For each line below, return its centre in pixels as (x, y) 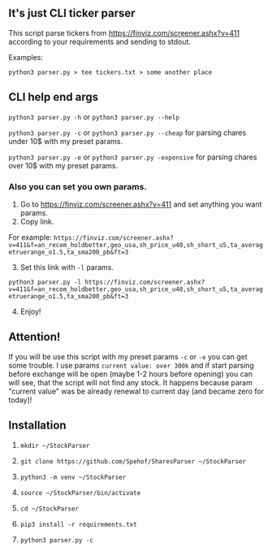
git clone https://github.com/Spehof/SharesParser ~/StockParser (133, 461)
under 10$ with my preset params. (66, 141)
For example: (30, 237)
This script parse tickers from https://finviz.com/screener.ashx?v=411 (124, 33)
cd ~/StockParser (50, 509)
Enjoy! (30, 311)
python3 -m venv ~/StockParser (73, 477)
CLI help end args (54, 97)
